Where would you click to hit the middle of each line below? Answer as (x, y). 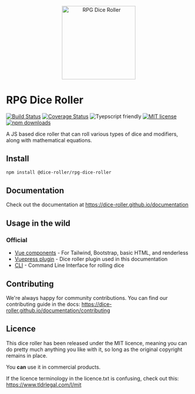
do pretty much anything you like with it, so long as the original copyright (94, 349)
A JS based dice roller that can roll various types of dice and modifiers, (92, 134)
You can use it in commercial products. (53, 367)
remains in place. (27, 355)
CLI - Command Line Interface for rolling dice (69, 265)
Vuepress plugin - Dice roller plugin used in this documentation (91, 259)
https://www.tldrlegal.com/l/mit (44, 385)
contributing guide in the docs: (43, 304)
